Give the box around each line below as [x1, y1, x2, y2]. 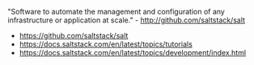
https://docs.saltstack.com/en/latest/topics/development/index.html [19, 48, 247, 57]
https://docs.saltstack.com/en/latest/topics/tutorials [19, 39, 193, 49]
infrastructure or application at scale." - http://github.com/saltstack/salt [7, 15, 246, 25]
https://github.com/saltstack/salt [19, 31, 129, 40]
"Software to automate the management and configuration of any [7, 7, 226, 16]
